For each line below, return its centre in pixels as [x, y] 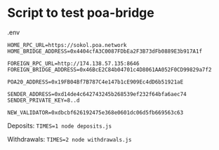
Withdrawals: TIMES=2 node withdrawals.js [69, 139]
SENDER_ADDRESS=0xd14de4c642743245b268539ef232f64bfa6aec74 [97, 94]
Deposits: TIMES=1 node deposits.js [60, 125]
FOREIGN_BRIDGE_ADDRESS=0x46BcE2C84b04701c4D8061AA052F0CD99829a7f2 [109, 69]
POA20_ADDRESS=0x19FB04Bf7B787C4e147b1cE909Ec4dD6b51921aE [95, 82]
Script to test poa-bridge [81, 13]
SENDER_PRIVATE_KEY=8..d [44, 100]
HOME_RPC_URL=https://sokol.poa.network [67, 45]
